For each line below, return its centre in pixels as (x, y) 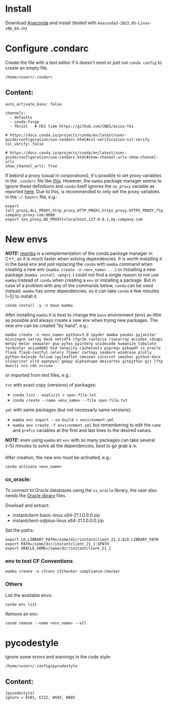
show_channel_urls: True (31, 166)
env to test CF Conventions (39, 561)
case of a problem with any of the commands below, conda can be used (79, 285)
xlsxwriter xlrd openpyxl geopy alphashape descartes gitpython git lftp (84, 361)
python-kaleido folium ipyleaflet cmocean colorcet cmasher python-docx (83, 357)
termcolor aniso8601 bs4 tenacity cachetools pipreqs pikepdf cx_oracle (83, 348)
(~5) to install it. (21, 296)
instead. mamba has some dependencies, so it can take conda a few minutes (82, 291)
